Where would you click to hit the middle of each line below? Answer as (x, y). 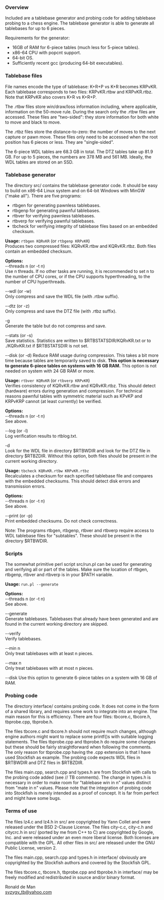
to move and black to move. (33, 122)
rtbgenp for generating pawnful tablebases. (56, 211)
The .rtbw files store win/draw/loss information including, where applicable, (81, 106)
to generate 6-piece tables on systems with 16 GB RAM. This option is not (81, 366)
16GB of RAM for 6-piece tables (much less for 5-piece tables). (76, 48)
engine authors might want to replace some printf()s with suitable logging (79, 737)
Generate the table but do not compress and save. (56, 326)
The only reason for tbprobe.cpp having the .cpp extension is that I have (78, 752)
